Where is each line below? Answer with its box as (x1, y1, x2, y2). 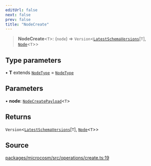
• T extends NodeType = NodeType (5, 69, 74, 76)
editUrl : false (5, 7, 38, 13)
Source (5, 141, 29, 150)
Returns (5, 113, 32, 122)
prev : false (5, 17, 31, 22)
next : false (5, 12, 31, 17)
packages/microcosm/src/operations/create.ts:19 (5, 154, 110, 161)
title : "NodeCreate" (5, 21, 50, 27)
